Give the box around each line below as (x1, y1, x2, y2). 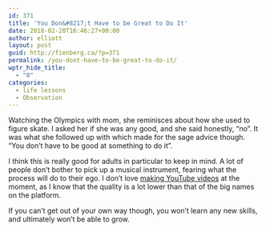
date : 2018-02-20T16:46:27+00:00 (8, 26, 120, 34)
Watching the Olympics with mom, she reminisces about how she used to (8, 115, 251, 125)
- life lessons (15, 86, 66, 94)
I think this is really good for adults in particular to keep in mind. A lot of (8, 157, 244, 166)
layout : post (8, 42, 52, 50)
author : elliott (8, 34, 62, 42)
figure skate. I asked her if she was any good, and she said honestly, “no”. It (8, 124, 259, 134)
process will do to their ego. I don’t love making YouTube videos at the (8, 174, 240, 183)
